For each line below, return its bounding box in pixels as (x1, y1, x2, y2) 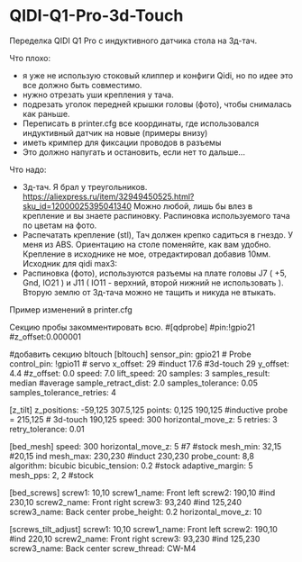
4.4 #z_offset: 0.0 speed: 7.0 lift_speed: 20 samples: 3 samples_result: (9, 367, 270, 378)
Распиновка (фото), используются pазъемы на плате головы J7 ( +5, (22, 267, 287, 278)
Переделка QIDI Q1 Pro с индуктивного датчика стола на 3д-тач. (9, 35, 258, 46)
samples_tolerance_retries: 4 (9, 386, 117, 397)
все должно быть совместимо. (22, 79, 142, 90)
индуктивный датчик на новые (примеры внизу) (22, 127, 208, 138)
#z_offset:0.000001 (9, 331, 82, 342)
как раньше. (22, 108, 70, 119)
